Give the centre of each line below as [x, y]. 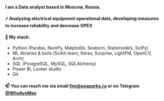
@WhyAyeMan [21, 93]
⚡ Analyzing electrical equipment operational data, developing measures [82, 19]
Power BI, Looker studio [37, 69]
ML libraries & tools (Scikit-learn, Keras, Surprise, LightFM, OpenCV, [82, 53]
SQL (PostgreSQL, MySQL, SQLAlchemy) [54, 64]
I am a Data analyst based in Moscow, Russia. [53, 7]
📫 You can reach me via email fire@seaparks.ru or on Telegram [73, 86]
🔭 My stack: [18, 37]
